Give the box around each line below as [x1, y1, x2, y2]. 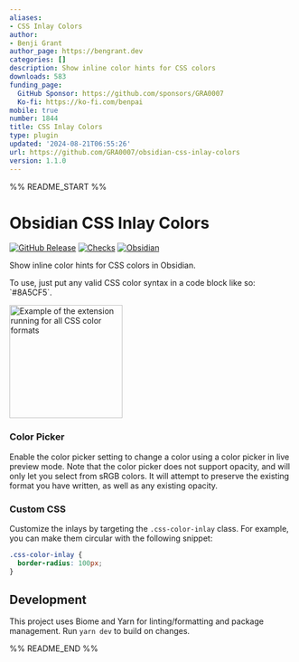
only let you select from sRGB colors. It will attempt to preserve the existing [9, 470, 290, 481]
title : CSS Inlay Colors [9, 123, 103, 132]
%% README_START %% [9, 181, 107, 192]
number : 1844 [9, 114, 59, 123]
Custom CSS [9, 503, 66, 515]
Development [9, 592, 88, 608]
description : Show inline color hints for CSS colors [9, 64, 217, 73]
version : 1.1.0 [9, 156, 67, 165]
